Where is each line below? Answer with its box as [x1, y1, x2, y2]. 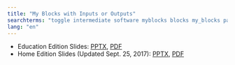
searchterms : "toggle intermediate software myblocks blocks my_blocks [7, 17, 220, 24]
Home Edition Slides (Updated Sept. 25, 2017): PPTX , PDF [17, 50, 184, 58]
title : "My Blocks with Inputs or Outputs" [7, 10, 136, 17]
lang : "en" [7, 23, 39, 30]
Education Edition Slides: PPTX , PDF [17, 43, 122, 51]
